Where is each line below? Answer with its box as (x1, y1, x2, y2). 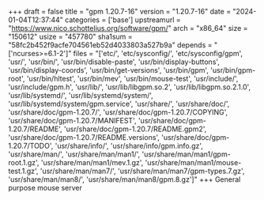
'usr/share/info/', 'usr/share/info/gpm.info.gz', (55, 142, 204, 150)
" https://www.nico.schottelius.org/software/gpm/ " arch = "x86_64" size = (8, 24, 248, 32)
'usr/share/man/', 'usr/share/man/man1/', (8, 149, 141, 159)
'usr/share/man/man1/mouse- (145, 158, 242, 167)
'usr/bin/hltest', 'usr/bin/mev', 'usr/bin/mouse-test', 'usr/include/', (26, 74, 239, 83)
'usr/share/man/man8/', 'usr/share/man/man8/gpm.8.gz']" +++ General (8, 175, 241, 184)
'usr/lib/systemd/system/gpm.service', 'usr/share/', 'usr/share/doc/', (8, 99, 230, 108)
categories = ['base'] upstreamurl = (64, 15, 181, 25)
